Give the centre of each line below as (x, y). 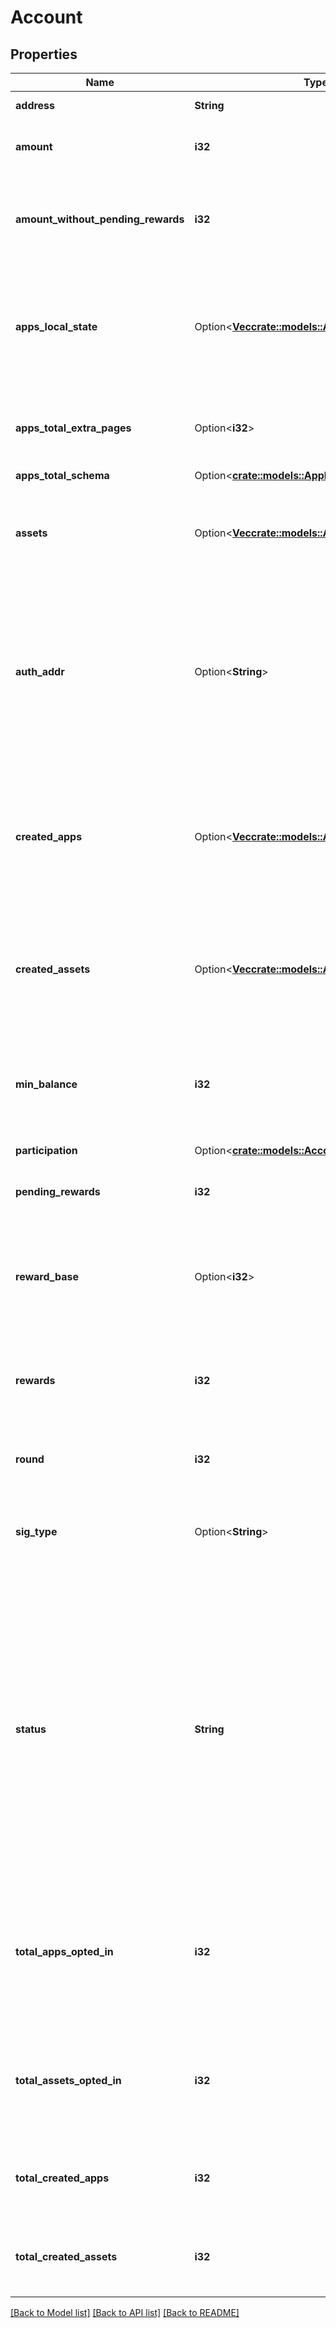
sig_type (36, 1531)
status (31, 1729)
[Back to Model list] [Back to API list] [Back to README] (125, 2312)
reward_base (47, 1276)
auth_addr (40, 671)
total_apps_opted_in (64, 1951)
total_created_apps (62, 2178)
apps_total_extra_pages (73, 428)
